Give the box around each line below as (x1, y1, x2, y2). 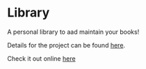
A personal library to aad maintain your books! (7, 28, 140, 36)
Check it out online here (7, 54, 76, 63)
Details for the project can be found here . (7, 41, 126, 49)
